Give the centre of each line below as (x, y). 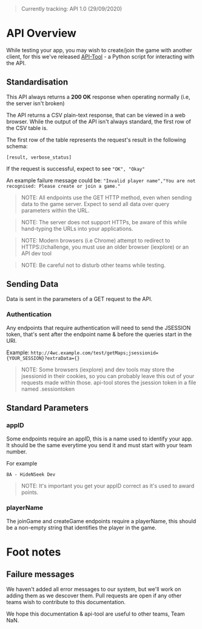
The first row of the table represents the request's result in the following (96, 140)
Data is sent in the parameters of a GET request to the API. (79, 299)
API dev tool (36, 253)
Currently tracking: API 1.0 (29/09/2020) (72, 9)
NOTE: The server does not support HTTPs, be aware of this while (104, 222)
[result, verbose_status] (39, 157)
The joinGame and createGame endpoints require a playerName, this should (101, 521)
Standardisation (37, 82)
